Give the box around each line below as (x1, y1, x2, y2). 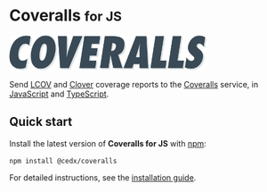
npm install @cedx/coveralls (9, 156, 117, 165)
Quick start (9, 114, 73, 129)
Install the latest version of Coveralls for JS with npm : (9, 138, 206, 148)
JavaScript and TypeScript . (9, 88, 109, 99)
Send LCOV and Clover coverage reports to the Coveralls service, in (9, 79, 259, 89)
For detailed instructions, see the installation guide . (9, 171, 197, 183)
